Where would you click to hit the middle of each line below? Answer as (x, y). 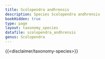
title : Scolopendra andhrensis (37, 10)
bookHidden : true (23, 19)
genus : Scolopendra (25, 37)
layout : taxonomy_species (32, 28)
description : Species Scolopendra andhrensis (52, 14)
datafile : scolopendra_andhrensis (41, 32)
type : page (16, 23)
